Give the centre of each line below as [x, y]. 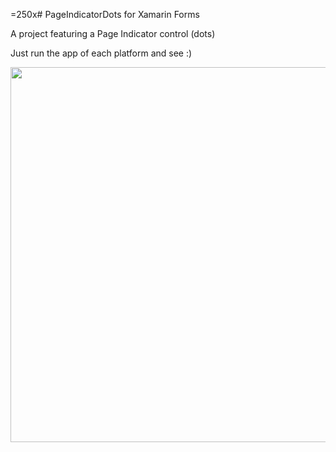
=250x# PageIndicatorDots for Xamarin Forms [105, 14]
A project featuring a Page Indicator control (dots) [113, 33]
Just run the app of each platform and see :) [101, 53]
